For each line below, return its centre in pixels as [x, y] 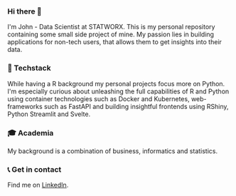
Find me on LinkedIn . [38, 185]
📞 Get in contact [34, 169]
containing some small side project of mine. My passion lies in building [111, 34]
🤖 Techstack [29, 68]
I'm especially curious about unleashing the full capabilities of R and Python [118, 91]
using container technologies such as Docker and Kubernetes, [98, 98]
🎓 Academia [31, 133]
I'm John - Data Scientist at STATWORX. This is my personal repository [111, 27]
